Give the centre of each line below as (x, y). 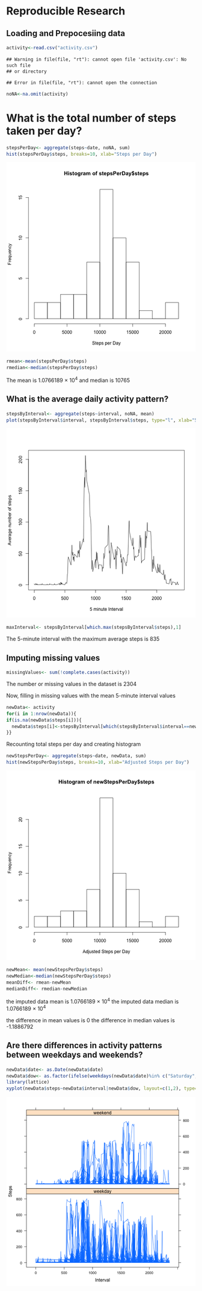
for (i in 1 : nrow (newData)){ (41, 714)
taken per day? (44, 131)
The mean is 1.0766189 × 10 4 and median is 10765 (68, 380)
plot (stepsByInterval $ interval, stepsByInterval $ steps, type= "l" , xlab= (99, 420)
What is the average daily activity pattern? (87, 399)
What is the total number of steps (91, 118)
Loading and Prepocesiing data (66, 33)
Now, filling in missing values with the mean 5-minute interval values (91, 695)
